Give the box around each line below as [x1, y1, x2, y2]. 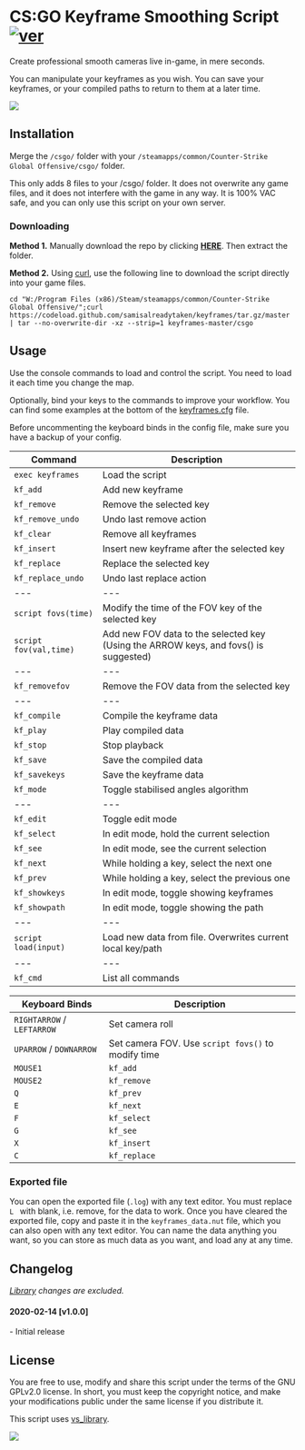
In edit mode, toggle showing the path [102, 901, 264, 914]
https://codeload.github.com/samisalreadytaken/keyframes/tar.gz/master [9, 311, 290, 320]
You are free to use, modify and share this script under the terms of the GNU [9, 1376, 296, 1387]
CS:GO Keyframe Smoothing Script [9, 6, 280, 27]
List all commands [102, 971, 180, 984]
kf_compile [14, 710, 61, 720]
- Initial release [9, 1326, 65, 1337]
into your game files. [9, 277, 86, 288]
